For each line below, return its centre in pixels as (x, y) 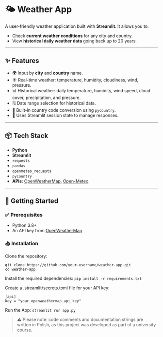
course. (24, 330)
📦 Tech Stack (27, 136)
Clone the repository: (26, 256)
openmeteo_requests (32, 171)
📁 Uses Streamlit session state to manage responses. (65, 115)
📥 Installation (22, 243)
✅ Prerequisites (24, 215)
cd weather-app (20, 269)
